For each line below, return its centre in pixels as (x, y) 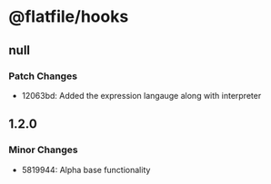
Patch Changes (43, 76)
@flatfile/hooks (69, 17)
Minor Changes (43, 150)
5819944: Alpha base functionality (86, 169)
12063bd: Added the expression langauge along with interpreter (141, 95)
